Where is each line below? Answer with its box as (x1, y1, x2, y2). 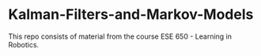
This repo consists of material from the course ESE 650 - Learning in (8, 32, 232, 41)
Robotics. (8, 39, 40, 49)
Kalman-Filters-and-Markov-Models (8, 6, 254, 24)
